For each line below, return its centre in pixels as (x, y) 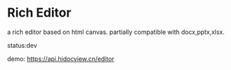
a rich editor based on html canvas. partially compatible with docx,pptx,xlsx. (116, 32)
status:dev (22, 45)
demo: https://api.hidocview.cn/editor (61, 59)
